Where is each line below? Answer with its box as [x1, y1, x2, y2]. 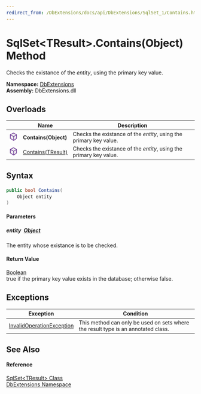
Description [117, 122, 148, 129]
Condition [123, 310, 148, 317]
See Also [6, 344, 40, 354]
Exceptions [6, 293, 49, 303]
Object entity [17, 194, 52, 200]
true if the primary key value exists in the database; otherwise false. [6, 275, 173, 282]
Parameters [6, 213, 36, 220]
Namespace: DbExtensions [6, 80, 74, 88]
